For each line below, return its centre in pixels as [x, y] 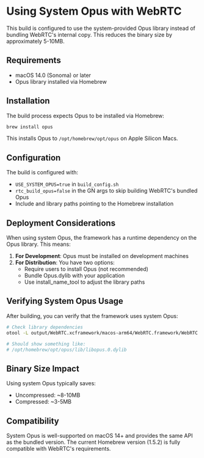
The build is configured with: [42, 172]
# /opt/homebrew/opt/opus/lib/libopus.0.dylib [67, 350]
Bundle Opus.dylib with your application [75, 276]
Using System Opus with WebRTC [94, 11]
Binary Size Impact [43, 368]
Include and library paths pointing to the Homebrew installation [94, 204]
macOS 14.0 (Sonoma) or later [53, 75]
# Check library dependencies [45, 327]
